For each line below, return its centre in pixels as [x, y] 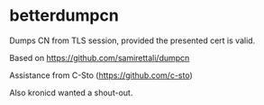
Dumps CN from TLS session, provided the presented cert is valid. [132, 40]
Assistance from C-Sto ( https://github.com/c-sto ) [101, 75]
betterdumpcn [64, 16]
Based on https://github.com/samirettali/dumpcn [100, 57]
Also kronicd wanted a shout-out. [71, 92]
